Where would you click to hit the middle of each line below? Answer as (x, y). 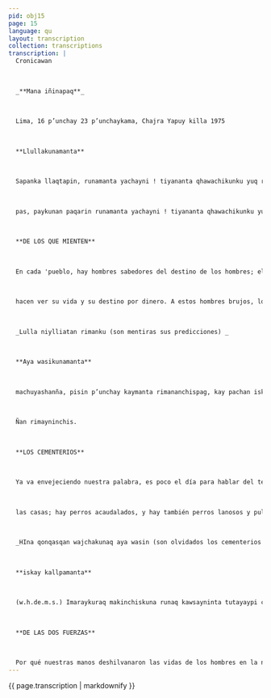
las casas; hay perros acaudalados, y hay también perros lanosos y (133, 512)
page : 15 (23, 23)
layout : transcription (46, 38)
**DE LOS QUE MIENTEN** (55, 242)
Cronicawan (34, 61)
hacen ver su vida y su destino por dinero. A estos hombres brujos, (135, 302)
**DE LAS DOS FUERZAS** (55, 632)
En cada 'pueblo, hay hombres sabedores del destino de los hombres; (135, 272)
